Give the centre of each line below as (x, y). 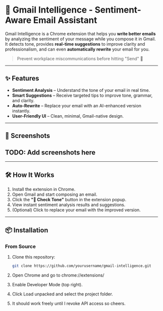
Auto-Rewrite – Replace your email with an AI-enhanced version (77, 105)
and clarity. (23, 100)
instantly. (21, 111)
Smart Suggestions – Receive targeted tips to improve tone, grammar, (82, 95)
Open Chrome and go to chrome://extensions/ (58, 275)
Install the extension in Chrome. (44, 189)
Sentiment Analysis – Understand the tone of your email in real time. (81, 90)
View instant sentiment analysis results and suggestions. (69, 205)
